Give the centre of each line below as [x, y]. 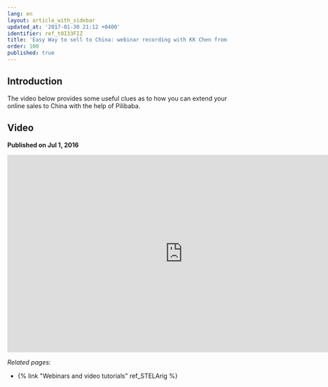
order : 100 [23, 46]
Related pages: [29, 362]
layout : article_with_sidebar [52, 20]
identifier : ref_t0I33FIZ [45, 33]
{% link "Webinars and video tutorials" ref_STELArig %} [97, 376]
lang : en [20, 14]
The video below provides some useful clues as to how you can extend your [117, 98]
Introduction [35, 81]
